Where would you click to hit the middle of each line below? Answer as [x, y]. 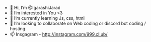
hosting [18, 29]
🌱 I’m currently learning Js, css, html [47, 18]
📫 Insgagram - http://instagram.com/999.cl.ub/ [59, 34]
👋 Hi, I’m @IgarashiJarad [35, 8]
